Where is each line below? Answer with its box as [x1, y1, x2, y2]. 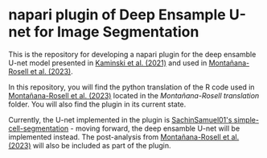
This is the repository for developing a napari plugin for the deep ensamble [8, 49, 257, 59]
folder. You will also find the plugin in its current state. [8, 99, 187, 109]
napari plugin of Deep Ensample [8, 6, 227, 24]
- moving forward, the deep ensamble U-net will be [70, 123, 240, 133]
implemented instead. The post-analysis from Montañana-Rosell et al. [8, 131, 240, 142]
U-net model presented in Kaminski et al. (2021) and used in [8, 58, 207, 68]
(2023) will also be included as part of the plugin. [8, 140, 171, 150]
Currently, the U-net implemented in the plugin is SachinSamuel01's [8, 114, 232, 124]
